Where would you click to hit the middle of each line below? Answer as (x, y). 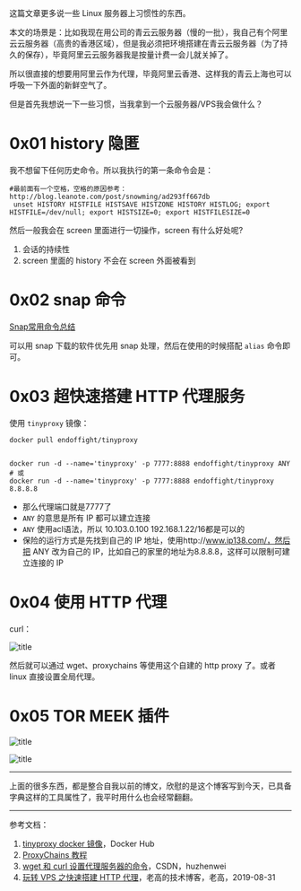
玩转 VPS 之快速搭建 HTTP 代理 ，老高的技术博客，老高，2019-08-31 (149, 877)
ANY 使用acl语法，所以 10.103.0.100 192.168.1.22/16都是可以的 (133, 528)
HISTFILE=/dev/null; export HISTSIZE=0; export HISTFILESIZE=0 (130, 212)
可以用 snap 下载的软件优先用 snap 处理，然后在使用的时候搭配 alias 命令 (146, 345)
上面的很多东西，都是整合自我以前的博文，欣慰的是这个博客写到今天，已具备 (150, 786)
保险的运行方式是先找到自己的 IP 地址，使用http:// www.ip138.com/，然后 (156, 540)
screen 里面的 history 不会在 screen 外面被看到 (109, 260)
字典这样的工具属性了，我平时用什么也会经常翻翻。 (103, 797)
